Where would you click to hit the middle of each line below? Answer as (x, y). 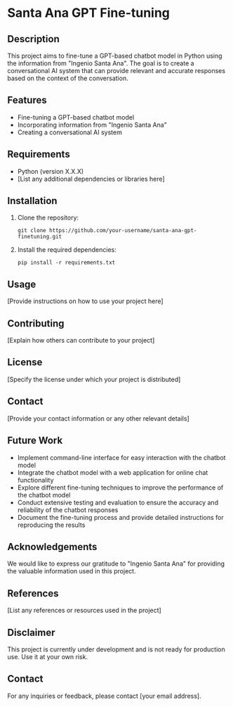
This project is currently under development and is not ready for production (116, 649)
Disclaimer (31, 632)
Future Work (35, 441)
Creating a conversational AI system (70, 132)
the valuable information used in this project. (72, 571)
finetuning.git (40, 237)
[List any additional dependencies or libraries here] (91, 179)
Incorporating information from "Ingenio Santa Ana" (92, 125)
